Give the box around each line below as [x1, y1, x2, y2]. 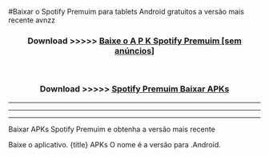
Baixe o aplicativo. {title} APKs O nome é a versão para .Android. [8, 139, 222, 149]
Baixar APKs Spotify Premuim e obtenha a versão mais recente [8, 124, 216, 134]
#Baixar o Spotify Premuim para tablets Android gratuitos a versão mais [8, 7, 244, 16]
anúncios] [114, 45, 155, 56]
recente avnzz [8, 15, 56, 25]
